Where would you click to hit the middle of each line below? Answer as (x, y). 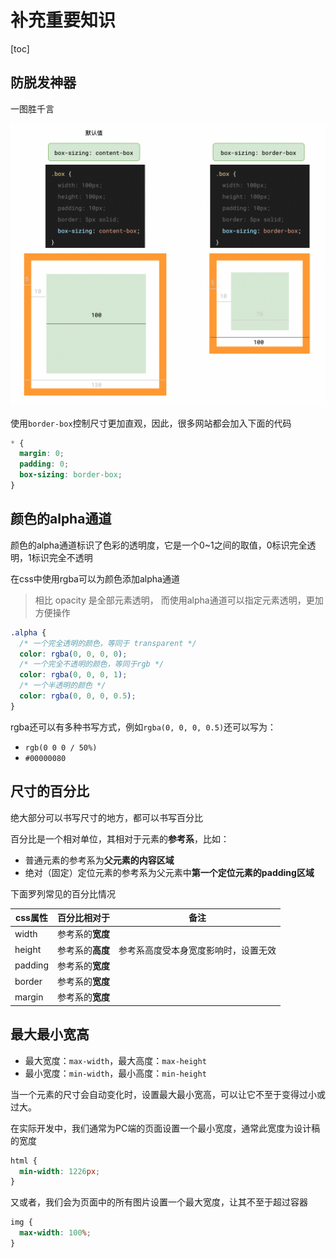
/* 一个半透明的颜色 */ (63, 686)
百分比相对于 (83, 918)
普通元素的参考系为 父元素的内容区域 (99, 860)
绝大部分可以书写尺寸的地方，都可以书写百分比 (106, 817)
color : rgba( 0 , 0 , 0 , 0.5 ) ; (78, 696)
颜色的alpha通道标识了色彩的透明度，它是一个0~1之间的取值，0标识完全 (159, 545)
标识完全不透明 (62, 557)
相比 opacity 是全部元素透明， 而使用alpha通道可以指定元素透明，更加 (179, 600)
